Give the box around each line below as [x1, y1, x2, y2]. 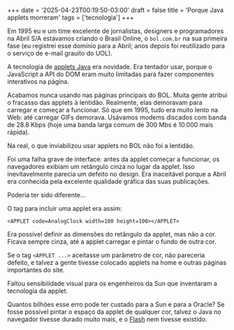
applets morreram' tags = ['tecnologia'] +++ [7, 13, 135, 22]
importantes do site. [7, 266, 65, 274]
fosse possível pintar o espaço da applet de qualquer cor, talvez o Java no [7, 308, 221, 316]
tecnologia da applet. [7, 287, 68, 295]
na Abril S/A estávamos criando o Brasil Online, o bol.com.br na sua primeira [7, 34, 228, 43]
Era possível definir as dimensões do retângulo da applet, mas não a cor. [7, 230, 217, 238]
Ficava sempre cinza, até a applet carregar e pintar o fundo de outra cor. [7, 237, 217, 246]
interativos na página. [7, 77, 70, 86]
